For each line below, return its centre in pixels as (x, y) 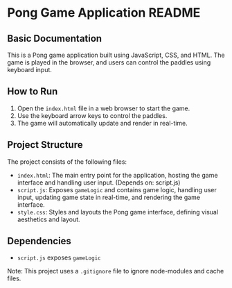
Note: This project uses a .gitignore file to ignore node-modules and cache (116, 271)
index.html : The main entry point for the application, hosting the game (117, 175)
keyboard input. (29, 70)
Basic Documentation (55, 39)
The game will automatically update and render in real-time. (102, 123)
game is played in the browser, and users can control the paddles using (109, 62)
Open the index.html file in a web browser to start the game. (104, 108)
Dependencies (39, 241)
